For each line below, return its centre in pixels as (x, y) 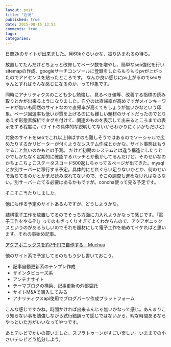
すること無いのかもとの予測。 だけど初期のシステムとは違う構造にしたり (82, 150)
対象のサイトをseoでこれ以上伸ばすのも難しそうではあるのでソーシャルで (83, 137)
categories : (18, 39)
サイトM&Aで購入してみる (40, 292)
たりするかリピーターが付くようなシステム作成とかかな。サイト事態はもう (88, 144)
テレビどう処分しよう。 (39, 339)
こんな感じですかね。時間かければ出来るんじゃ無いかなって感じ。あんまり (83, 309)
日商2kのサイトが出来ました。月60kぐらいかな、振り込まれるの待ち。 (79, 54)
